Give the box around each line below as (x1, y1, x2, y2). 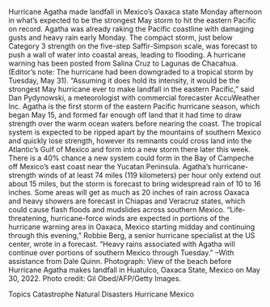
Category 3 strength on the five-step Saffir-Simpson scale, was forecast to (8, 41, 258, 51)
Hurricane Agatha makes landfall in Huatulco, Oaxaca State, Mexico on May (8, 265, 261, 275)
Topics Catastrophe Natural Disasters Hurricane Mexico (8, 289, 194, 299)
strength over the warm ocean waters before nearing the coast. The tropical (8, 119, 262, 128)
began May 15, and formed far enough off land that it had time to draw (8, 110, 243, 120)
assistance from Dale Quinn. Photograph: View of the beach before (8, 257, 232, 266)
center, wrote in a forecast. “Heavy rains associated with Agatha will (8, 239, 236, 249)
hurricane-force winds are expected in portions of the (50, 214, 230, 223)
